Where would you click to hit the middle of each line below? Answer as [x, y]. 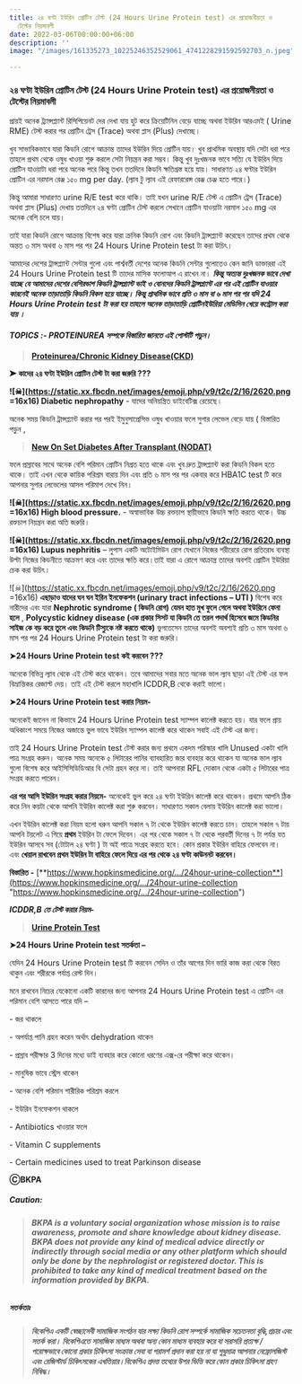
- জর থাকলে [26, 1018]
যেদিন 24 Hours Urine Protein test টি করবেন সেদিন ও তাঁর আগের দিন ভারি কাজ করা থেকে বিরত [145, 963]
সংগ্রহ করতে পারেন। [35, 778]
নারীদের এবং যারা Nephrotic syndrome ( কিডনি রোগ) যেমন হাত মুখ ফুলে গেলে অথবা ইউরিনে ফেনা [145, 607]
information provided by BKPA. [90, 1280]
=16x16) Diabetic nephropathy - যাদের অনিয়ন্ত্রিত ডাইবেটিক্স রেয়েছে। [116, 401]
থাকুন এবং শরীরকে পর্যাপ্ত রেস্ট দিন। [54, 973]
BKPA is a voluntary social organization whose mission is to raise [155, 1222]
